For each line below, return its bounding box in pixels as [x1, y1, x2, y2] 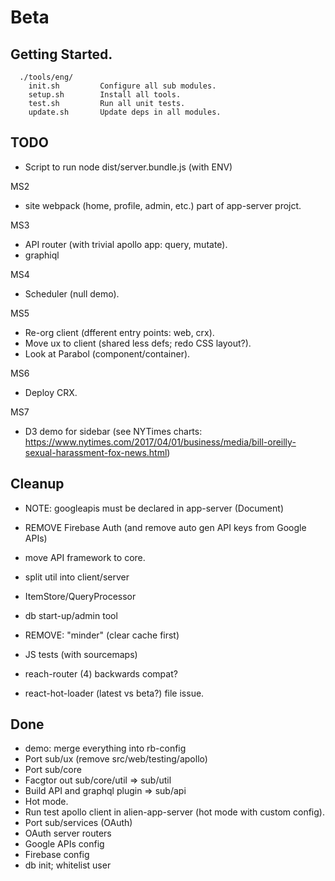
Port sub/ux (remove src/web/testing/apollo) [24, 753, 208, 765]
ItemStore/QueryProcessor [24, 590, 137, 602]
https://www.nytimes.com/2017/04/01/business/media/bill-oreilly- [24, 436, 297, 448]
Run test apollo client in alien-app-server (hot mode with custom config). [24, 806, 325, 818]
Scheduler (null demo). [24, 287, 120, 300]
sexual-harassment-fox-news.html [24, 446, 168, 458]
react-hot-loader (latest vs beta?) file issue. [24, 687, 205, 699]
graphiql [24, 249, 60, 261]
